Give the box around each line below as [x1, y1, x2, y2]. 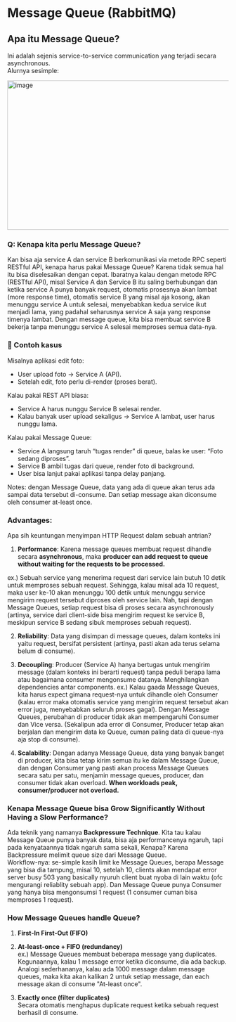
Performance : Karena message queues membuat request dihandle [17, 545, 212, 553]
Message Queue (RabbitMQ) [7, 5, 177, 21]
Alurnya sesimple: [7, 67, 60, 75]
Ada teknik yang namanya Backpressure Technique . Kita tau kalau [7, 828, 202, 837]
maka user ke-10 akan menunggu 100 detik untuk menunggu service [7, 588, 206, 597]
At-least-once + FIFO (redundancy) [17, 943, 123, 951]
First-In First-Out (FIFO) [17, 929, 88, 938]
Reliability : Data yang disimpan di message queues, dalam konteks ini [17, 631, 221, 640]
